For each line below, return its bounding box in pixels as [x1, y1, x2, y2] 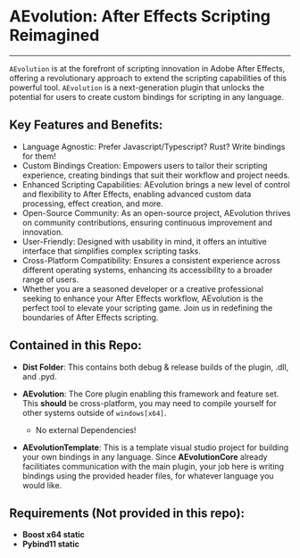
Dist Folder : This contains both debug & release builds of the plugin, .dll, [21, 362, 289, 372]
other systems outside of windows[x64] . [21, 407, 167, 418]
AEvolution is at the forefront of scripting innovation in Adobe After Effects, [9, 62, 286, 73]
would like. [21, 479, 62, 490]
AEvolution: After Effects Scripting [9, 6, 271, 27]
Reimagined [9, 25, 100, 46]
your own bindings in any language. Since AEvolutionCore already [21, 451, 268, 462]
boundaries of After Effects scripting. [21, 312, 159, 322]
